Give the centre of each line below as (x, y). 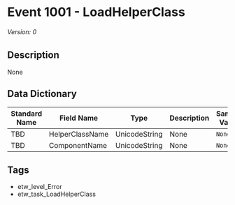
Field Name (79, 118)
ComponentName (78, 145)
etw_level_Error (40, 187)
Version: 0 (22, 31)
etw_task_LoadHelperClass (57, 194)
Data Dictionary (42, 94)
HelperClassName (79, 134)
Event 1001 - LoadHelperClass (96, 12)
